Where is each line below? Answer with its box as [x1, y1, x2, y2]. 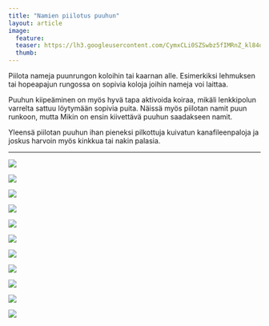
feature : [15, 34, 45, 42]
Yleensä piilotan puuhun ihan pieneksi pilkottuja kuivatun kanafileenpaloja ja [8, 127, 259, 137]
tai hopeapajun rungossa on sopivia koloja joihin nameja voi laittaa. [8, 79, 228, 89]
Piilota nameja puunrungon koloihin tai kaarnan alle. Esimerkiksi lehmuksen [8, 71, 256, 80]
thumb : [15, 49, 38, 57]
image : [8, 26, 30, 34]
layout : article [8, 19, 62, 27]
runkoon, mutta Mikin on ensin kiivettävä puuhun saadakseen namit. [8, 112, 233, 121]
